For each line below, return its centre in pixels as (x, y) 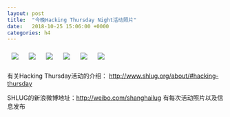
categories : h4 (29, 33)
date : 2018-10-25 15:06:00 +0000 (58, 26)
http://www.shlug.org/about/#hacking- (164, 76)
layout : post (26, 13)
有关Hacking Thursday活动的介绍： (57, 76)
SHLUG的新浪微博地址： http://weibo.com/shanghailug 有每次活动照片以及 (112, 98)
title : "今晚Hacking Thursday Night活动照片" (72, 20)
